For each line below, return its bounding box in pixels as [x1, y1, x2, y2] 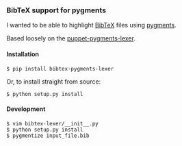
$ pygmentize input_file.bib [6, 132, 90, 139]
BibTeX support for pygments [6, 5, 107, 15]
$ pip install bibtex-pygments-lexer [6, 65, 114, 72]
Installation [6, 50, 39, 58]
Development [6, 105, 46, 113]
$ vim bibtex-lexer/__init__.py [6, 120, 99, 127]
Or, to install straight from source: [6, 77, 101, 86]
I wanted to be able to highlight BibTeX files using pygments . [6, 21, 177, 29]
